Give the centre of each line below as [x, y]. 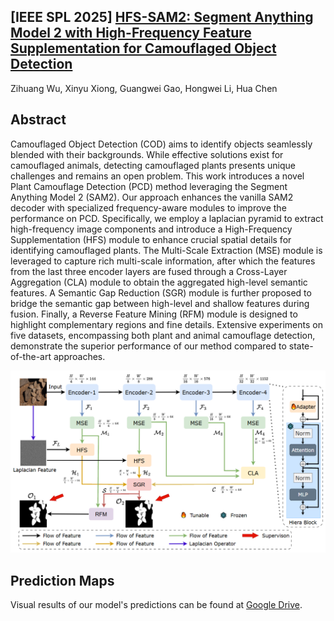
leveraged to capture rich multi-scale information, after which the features [163, 261]
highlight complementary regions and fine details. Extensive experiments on [166, 324]
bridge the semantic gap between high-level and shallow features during [160, 303]
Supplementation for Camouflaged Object [143, 48]
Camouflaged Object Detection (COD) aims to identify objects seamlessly [161, 144]
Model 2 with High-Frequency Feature [131, 33]
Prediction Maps [62, 580]
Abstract [38, 120]
